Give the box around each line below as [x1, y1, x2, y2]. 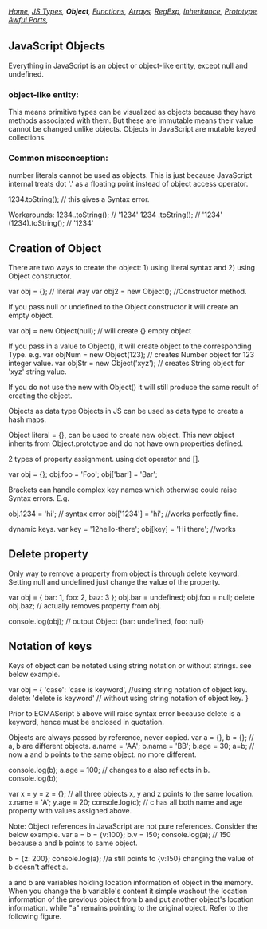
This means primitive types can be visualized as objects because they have [8, 107, 257, 116]
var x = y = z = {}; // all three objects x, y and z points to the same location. [8, 789, 254, 798]
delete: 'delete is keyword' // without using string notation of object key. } [8, 693, 249, 703]
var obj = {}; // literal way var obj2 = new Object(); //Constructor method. [8, 287, 247, 297]
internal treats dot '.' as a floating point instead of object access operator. [8, 179, 249, 189]
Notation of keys [8, 640, 92, 653]
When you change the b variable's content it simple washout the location [8, 886, 248, 896]
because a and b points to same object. [8, 838, 138, 848]
